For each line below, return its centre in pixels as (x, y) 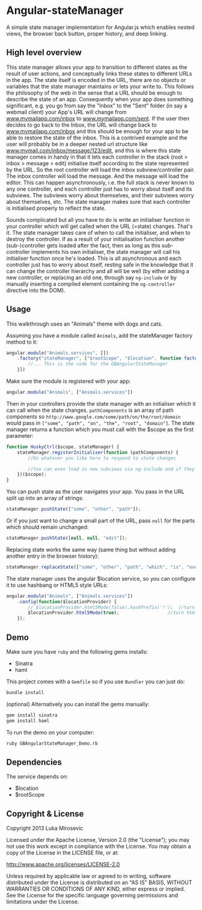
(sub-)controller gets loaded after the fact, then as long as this (83, 245)
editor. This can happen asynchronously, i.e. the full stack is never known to (100, 182)
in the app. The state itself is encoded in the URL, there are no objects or (96, 80)
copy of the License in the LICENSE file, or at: (63, 853)
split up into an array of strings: (45, 498)
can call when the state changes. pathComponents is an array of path (90, 410)
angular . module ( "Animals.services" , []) (58, 353)
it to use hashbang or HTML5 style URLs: (57, 585)
